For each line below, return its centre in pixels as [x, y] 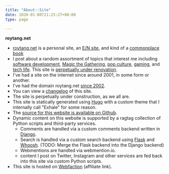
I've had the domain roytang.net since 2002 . [59, 86]
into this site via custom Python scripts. [61, 161]
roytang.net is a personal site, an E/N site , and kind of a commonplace [86, 48]
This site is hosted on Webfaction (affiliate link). [62, 167]
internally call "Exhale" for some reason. [55, 108]
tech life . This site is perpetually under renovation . [65, 69]
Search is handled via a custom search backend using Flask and [87, 140]
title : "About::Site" [28, 10]
